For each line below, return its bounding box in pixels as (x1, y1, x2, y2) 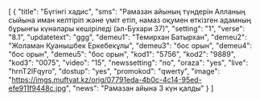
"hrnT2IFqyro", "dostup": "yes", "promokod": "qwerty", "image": (8, 67, 221, 75)
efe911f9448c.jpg (8, 83, 67, 93)
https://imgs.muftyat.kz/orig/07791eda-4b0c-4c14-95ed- (11, 75, 203, 84)
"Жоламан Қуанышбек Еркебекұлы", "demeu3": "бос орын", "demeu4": (8, 41, 252, 50)
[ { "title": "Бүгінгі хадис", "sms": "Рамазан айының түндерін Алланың (8, 7, 246, 16)
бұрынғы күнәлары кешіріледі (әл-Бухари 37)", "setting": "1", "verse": (8, 24, 246, 33)
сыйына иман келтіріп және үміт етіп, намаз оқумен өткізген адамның (8, 15, 252, 25)
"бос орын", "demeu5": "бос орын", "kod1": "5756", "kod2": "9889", (8, 50, 236, 59)
